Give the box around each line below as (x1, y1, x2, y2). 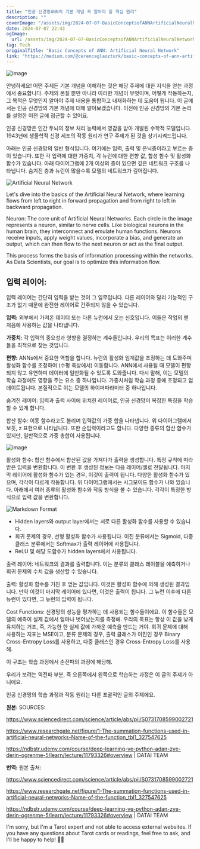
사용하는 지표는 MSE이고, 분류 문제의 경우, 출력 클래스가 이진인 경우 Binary (6, 631, 180, 638)
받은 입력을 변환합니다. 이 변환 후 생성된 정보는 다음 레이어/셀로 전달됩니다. (6, 464, 180, 471)
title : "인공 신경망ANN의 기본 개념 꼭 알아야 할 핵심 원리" (6, 8, 137, 15)
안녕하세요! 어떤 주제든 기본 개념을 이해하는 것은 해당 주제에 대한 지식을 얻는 (6, 82, 183, 89)
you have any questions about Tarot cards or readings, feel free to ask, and (6, 830, 190, 837)
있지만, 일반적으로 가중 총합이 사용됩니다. (6, 432, 102, 439)
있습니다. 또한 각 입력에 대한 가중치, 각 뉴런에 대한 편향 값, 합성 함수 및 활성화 (12, 152, 192, 159)
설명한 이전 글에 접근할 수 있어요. (12, 112, 89, 119)
